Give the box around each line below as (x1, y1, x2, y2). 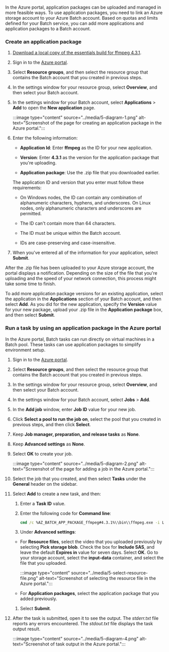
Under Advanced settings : (20, 529, 76, 535)
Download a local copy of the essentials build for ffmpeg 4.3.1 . (12, 50, 142, 56)
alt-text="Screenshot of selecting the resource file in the (39, 575, 156, 581)
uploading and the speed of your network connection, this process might (5, 276, 156, 282)
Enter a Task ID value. (20, 500, 66, 506)
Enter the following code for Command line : (20, 510, 112, 516)
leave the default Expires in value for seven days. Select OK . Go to (20, 549, 158, 556)
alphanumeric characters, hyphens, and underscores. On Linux (20, 200, 151, 206)
